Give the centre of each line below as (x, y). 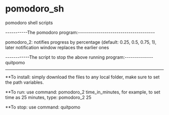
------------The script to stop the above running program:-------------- (79, 57)
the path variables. (25, 82)
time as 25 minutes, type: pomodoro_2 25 (48, 97)
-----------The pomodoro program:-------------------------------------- (80, 32)
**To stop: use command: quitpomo (43, 107)
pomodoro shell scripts (29, 23)
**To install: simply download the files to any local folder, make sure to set (82, 77)
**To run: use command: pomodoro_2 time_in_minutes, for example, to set (83, 92)
